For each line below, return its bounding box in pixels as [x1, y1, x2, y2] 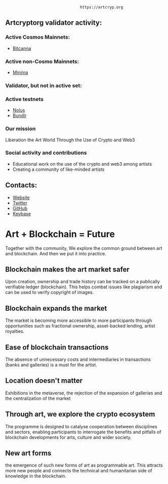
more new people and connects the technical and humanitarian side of [5, 468, 153, 474]
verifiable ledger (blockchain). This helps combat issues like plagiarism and [5, 284, 162, 290]
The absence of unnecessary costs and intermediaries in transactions [5, 356, 151, 362]
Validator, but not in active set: [5, 82, 82, 89]
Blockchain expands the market [5, 304, 107, 313]
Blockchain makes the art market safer [5, 265, 130, 274]
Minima [12, 69, 28, 76]
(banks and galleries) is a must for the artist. [5, 361, 98, 367]
